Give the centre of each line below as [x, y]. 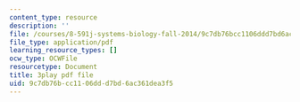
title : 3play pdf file [51, 75]
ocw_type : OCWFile [43, 59]
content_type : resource [54, 17]
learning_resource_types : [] [63, 51]
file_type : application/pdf [62, 42]
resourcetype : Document [54, 67]
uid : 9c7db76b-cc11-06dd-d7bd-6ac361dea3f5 [92, 83]
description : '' [39, 26]
